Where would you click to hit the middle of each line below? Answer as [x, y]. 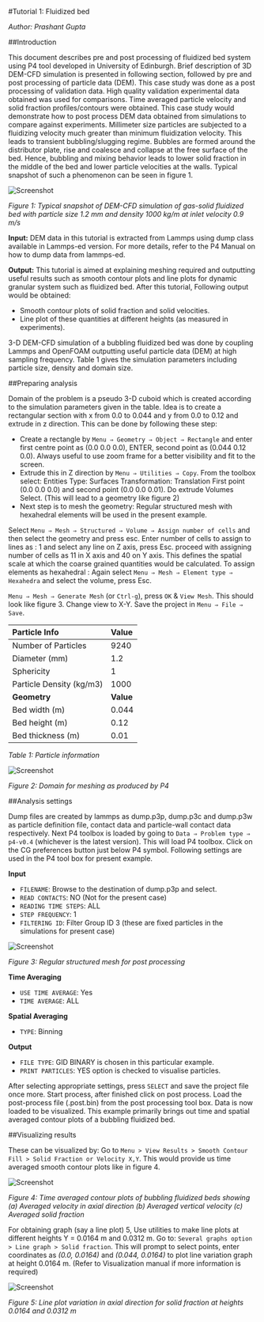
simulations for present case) [67, 931]
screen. [32, 464]
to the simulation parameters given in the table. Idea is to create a [115, 407]
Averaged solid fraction [46, 1214]
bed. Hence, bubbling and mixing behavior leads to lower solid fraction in [127, 158]
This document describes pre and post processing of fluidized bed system [130, 57]
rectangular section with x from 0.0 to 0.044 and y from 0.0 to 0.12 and [123, 415]
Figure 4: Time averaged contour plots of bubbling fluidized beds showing [129, 1197]
